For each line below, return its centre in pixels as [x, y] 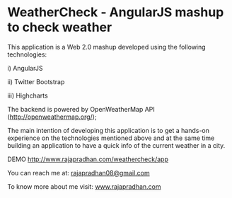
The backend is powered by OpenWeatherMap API [81, 109]
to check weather [60, 27]
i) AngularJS [25, 68]
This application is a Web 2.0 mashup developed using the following [107, 47]
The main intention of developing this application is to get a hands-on [109, 130]
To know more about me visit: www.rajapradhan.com [84, 186]
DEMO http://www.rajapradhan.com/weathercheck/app [88, 159]
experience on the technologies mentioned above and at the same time [111, 138]
